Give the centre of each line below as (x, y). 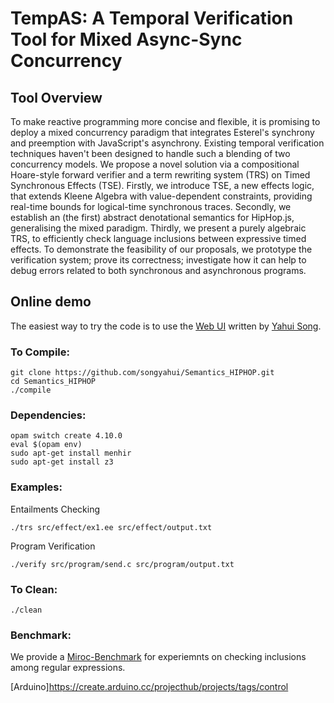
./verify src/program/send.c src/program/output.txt (122, 564)
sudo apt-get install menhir (71, 453)
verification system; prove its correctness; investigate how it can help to (158, 260)
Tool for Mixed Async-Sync (126, 39)
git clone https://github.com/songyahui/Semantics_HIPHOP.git (142, 373)
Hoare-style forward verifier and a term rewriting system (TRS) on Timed (160, 175)
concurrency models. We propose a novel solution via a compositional (155, 164)
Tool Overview (56, 97)
